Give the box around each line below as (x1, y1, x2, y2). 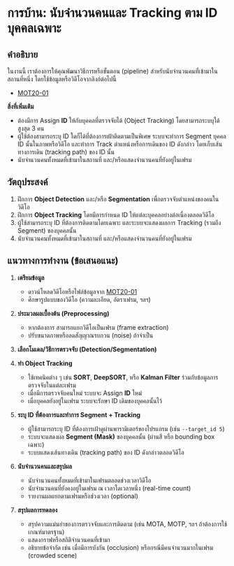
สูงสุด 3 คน (17, 124, 45, 132)
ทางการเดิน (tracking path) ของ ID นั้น (17, 148, 115, 156)
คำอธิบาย (7, 48, 38, 60)
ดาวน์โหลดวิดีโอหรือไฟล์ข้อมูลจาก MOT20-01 (27, 287, 138, 296)
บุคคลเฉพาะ (7, 20, 61, 36)
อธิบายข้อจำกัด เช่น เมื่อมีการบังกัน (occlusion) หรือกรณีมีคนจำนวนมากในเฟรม (27, 543, 214, 551)
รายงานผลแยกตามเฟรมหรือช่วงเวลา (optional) (27, 491, 138, 500)
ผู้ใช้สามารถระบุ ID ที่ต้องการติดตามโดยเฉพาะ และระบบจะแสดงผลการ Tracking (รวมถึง (17, 218, 221, 226)
